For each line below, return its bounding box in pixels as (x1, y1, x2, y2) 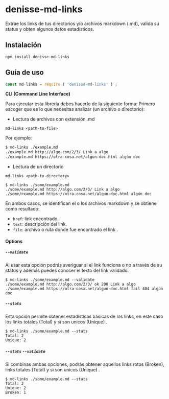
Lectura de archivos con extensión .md (12, 116, 95, 122)
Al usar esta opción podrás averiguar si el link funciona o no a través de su (5, 262, 162, 268)
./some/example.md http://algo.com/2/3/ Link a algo (5, 187, 120, 192)
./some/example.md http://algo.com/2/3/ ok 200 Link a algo (5, 281, 136, 287)
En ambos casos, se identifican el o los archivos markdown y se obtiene (5, 200, 157, 206)
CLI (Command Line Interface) (5, 91, 70, 97)
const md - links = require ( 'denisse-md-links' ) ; (5, 82, 117, 87)
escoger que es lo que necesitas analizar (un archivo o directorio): (5, 106, 145, 112)
